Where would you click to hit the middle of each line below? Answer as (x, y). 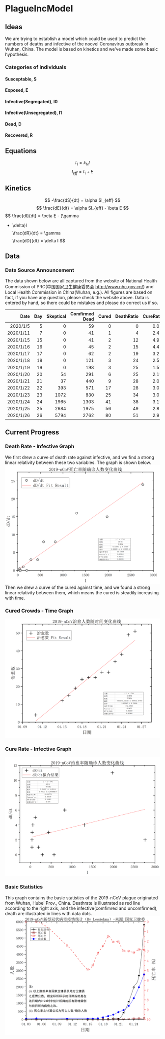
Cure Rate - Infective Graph (38, 749)
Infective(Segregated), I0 (31, 101)
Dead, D (14, 124)
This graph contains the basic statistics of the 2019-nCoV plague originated (82, 898)
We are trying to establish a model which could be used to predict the (75, 38)
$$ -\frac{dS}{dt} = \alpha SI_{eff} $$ (82, 200)
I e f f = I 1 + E (82, 172)
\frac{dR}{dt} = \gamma (36, 233)
